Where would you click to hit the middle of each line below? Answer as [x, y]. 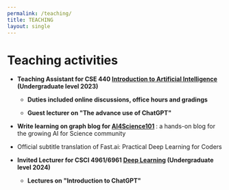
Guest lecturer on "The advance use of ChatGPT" [99, 113]
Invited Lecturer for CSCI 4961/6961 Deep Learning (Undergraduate [115, 160]
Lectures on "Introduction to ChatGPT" [84, 181]
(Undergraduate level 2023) [58, 86]
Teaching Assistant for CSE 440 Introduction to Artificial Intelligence [117, 79]
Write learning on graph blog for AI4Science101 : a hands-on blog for [116, 126]
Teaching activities [63, 60]
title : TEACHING [30, 20]
